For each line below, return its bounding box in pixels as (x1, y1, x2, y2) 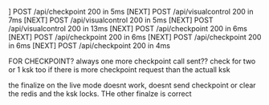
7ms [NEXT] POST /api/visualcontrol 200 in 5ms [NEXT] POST (8, 15, 214, 25)
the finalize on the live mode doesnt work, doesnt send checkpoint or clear (8, 80, 256, 90)
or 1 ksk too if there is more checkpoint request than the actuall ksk (8, 65, 230, 75)
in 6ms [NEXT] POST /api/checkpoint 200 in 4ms (8, 41, 171, 50)
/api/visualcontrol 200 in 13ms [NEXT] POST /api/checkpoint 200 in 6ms (8, 24, 247, 33)
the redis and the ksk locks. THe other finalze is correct (8, 89, 192, 99)
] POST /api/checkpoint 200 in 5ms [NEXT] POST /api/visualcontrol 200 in (8, 7, 254, 16)
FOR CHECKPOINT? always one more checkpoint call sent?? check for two (8, 56, 256, 66)
